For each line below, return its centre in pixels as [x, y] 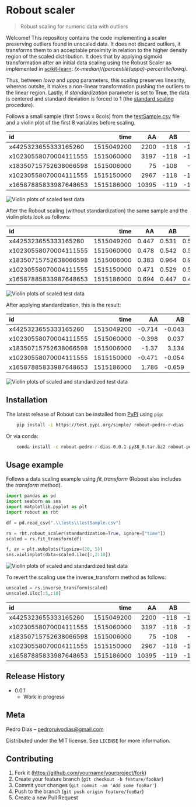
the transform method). [34, 485]
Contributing [30, 759]
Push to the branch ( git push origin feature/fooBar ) [79, 792]
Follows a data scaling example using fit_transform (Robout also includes [94, 479]
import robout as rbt [32, 512]
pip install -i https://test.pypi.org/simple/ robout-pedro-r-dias [100, 425]
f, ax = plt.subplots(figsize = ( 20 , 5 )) [55, 549]
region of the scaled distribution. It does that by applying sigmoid [84, 56]
